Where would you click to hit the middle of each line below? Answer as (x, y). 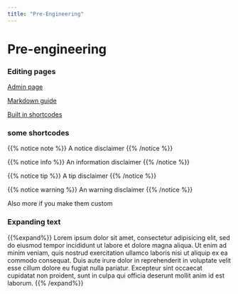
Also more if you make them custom (60, 204)
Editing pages (32, 71)
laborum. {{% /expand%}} (45, 283)
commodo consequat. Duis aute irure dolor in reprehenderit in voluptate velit (119, 260)
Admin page (25, 87)
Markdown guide (32, 101)
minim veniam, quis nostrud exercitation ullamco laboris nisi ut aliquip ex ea (118, 253)
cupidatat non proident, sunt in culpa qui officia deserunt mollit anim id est (116, 275)
